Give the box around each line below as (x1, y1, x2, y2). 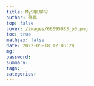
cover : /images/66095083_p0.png (6, 25, 88, 32)
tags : (6, 65, 20, 71)
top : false (6, 20, 34, 26)
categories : (6, 71, 36, 77)
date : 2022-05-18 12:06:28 (6, 43, 75, 49)
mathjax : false (6, 37, 45, 43)
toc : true (6, 31, 32, 38)
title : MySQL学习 (6, 8, 49, 15)
